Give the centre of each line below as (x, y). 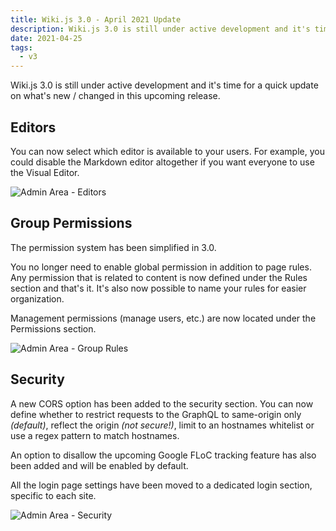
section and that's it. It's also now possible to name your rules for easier (158, 288)
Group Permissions (71, 223)
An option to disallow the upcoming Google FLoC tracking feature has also (163, 455)
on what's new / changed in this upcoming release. (115, 96)
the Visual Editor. (45, 172)
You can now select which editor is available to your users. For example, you (167, 151)
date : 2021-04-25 (46, 38)
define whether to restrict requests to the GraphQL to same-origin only (156, 414)
